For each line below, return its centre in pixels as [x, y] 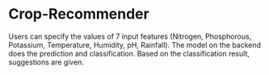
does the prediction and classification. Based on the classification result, [129, 53]
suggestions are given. [46, 62]
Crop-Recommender [79, 14]
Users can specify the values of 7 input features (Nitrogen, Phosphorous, [130, 36]
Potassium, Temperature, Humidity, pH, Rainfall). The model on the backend [134, 44]
